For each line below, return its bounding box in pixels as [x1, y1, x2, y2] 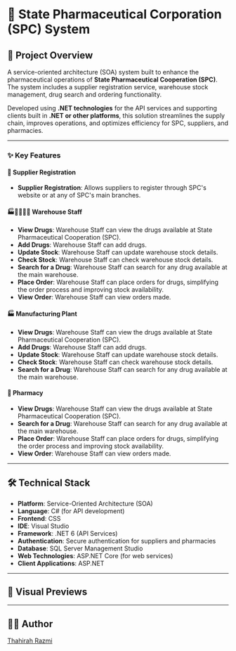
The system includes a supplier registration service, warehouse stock [7, 83, 209, 91]
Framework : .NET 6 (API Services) [17, 529, 118, 537]
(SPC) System [7, 21, 91, 37]
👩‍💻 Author [7, 618, 53, 630]
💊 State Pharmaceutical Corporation [7, 6, 223, 22]
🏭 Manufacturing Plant [7, 309, 77, 318]
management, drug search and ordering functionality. [7, 91, 162, 98]
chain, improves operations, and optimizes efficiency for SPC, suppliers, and [7, 119, 229, 127]
